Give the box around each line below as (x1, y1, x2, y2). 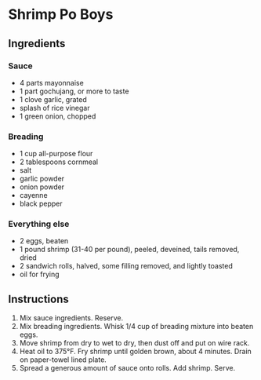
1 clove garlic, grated (19, 94, 88, 104)
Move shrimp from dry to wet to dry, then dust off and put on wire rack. (19, 338, 250, 348)
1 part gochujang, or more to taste (19, 86, 129, 96)
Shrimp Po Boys (8, 5, 114, 24)
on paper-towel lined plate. (19, 355, 107, 364)
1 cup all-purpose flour (19, 149, 93, 159)
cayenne (19, 191, 49, 200)
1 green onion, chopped (19, 111, 96, 121)
